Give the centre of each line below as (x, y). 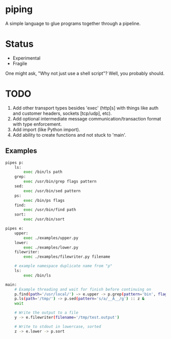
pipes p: (15, 163)
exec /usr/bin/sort (44, 220)
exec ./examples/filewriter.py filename (67, 257)
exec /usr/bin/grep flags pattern (60, 181)
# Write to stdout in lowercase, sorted (58, 326)
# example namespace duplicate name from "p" (64, 266)
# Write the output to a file (47, 313)
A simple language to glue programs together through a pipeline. (73, 23)
